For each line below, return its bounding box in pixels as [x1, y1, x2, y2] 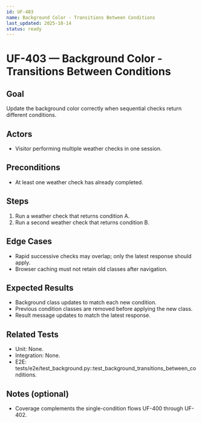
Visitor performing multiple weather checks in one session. [15, 145, 162, 152]
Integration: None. [15, 352, 60, 359]
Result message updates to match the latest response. [15, 311, 151, 319]
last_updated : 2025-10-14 [6, 20, 71, 26]
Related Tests [6, 329, 59, 339]
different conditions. [6, 112, 57, 119]
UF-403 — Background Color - [6, 52, 163, 65]
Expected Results [6, 282, 74, 293]
